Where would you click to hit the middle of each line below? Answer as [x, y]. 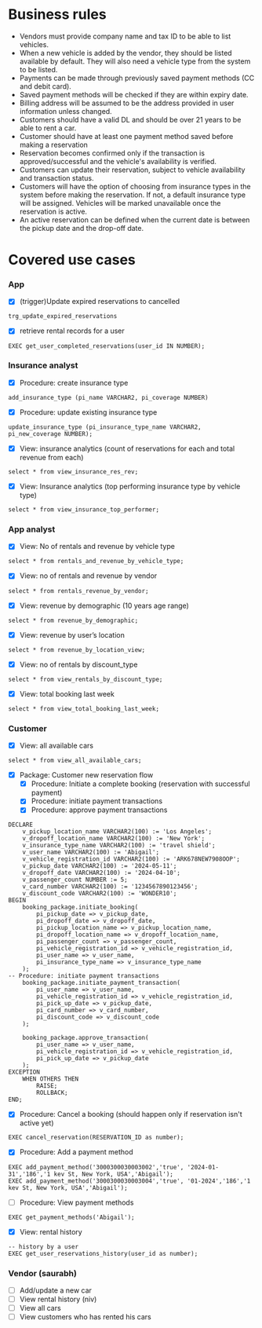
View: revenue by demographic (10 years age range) [104, 605]
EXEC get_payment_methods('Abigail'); [71, 1217]
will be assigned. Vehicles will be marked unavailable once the [120, 203]
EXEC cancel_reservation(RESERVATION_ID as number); [96, 1138]
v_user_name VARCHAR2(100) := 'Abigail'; [91, 852]
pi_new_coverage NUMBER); [50, 434]
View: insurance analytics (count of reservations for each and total [127, 448]
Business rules [58, 15]
